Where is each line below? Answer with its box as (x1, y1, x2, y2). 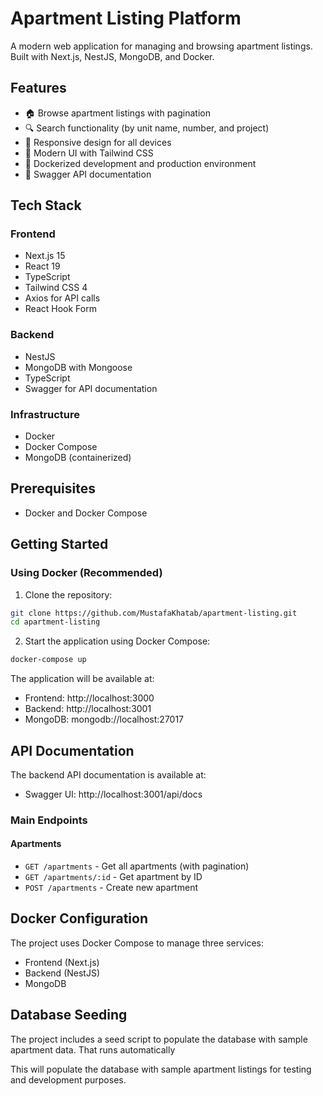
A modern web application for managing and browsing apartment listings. (10, 40, 313, 52)
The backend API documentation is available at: (10, 768, 207, 781)
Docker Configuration (10, 910, 148, 927)
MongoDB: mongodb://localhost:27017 (24, 713, 185, 726)
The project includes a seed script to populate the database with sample (10, 1033, 308, 1045)
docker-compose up (10, 655, 87, 665)
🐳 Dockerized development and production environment (24, 157, 257, 169)
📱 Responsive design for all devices (24, 136, 172, 148)
